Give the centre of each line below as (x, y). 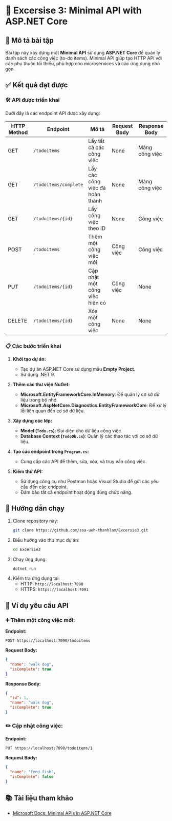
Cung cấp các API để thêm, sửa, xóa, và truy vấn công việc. (83, 461)
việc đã (97, 188)
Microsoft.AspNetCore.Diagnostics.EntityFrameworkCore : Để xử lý (93, 405)
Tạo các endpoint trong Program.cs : (51, 451)
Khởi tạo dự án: (29, 359)
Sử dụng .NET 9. (38, 374)
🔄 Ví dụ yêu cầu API (37, 605)
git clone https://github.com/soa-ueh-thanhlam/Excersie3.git (80, 530)
